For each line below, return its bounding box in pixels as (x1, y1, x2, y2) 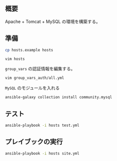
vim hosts (5, 56, 25, 61)
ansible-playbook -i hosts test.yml (5, 123, 79, 128)
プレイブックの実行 (5, 138, 63, 146)
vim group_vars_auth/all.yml (5, 75, 64, 81)
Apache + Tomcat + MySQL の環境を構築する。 (5, 19, 101, 24)
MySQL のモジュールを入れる (5, 85, 60, 91)
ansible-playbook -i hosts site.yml (5, 151, 79, 156)
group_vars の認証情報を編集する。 (5, 66, 76, 72)
